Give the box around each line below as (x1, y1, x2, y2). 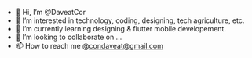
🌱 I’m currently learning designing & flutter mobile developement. (15, 24, 226, 33)
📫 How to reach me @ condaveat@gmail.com (15, 42, 163, 50)
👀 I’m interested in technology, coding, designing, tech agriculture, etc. (15, 16, 245, 25)
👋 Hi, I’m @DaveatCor (15, 8, 86, 16)
